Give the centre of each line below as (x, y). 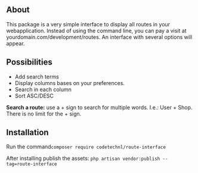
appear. (16, 43)
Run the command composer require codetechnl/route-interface (86, 147)
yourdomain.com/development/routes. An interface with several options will (99, 37)
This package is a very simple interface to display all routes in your (88, 24)
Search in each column (43, 89)
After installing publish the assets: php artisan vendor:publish (83, 159)
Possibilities (29, 62)
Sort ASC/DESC (34, 96)
